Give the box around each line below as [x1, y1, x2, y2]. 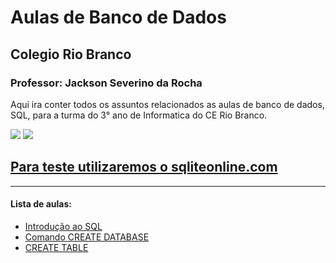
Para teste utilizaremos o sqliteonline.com [10, 159, 278, 176]
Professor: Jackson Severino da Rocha [10, 76, 203, 90]
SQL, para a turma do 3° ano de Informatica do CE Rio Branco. [10, 109, 268, 121]
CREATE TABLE [24, 241, 89, 253]
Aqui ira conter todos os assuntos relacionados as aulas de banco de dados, [10, 98, 325, 110]
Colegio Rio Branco [10, 46, 132, 63]
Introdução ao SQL [24, 220, 103, 232]
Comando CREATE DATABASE [24, 231, 150, 243]
